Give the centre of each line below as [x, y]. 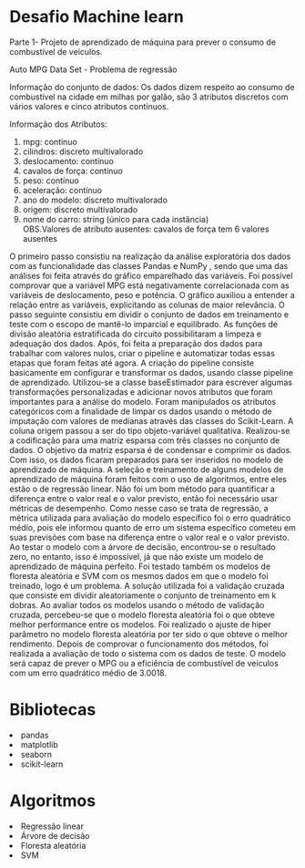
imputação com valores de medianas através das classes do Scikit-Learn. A [152, 420]
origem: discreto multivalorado [80, 209]
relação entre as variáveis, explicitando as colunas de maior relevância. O [147, 305]
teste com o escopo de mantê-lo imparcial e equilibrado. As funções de [144, 324]
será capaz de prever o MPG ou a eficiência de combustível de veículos [144, 663]
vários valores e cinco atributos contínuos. [89, 106]
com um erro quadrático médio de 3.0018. [88, 673]
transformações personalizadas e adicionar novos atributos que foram [141, 392]
